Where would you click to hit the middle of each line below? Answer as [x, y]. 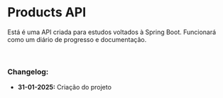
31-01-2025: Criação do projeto [65, 87]
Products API [47, 12]
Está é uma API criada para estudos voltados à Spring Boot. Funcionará [112, 32]
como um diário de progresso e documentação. [77, 39]
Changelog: [28, 72]
